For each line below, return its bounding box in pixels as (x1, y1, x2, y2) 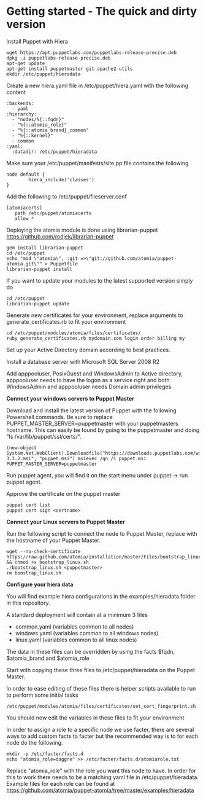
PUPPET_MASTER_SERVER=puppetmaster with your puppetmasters (6, 420, 179, 427)
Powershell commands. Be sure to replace (6, 413, 113, 420)
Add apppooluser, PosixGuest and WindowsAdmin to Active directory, (6, 370, 183, 377)
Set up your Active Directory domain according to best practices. (6, 346, 170, 353)
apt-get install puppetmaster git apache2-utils (6, 66, 133, 72)
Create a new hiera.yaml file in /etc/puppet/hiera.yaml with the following (6, 82, 189, 89)
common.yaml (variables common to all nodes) (15, 622, 134, 630)
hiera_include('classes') (28, 176, 95, 182)
